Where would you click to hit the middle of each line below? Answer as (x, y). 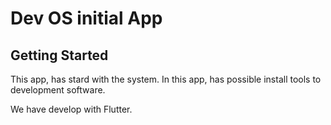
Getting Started (59, 55)
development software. (58, 90)
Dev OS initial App (86, 18)
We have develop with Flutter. (71, 109)
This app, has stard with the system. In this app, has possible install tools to (166, 79)
